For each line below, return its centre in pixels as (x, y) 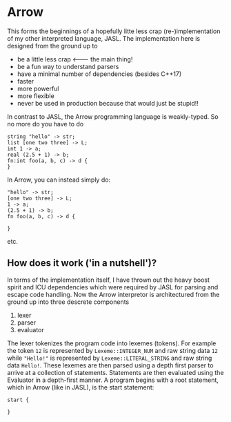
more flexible (36, 96)
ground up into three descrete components (68, 302)
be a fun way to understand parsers (68, 66)
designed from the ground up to (52, 46)
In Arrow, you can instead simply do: (59, 180)
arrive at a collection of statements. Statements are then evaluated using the (115, 372)
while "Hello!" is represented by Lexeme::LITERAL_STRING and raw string (110, 358)
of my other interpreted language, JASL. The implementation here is (104, 38)
